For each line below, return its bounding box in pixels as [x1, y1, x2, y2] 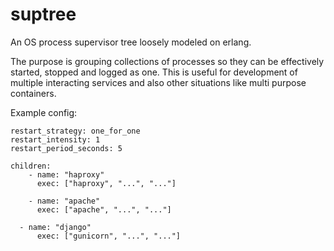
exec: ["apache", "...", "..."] [36, 204, 172, 215]
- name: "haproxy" [28, 169, 105, 180]
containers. [10, 87, 57, 99]
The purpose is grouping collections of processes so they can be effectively [10, 55, 325, 67]
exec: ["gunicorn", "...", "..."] [36, 231, 182, 241]
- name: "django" [19, 222, 92, 232]
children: [10, 161, 52, 171]
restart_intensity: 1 [10, 134, 101, 145]
